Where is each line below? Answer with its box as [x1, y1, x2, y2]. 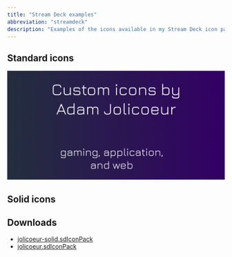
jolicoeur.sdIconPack [17, 242, 77, 251]
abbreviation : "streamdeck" [7, 18, 88, 26]
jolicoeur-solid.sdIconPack [17, 235, 93, 243]
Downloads [7, 216, 57, 228]
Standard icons [7, 52, 75, 64]
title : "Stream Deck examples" [7, 11, 97, 18]
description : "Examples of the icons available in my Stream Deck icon [7, 26, 217, 32]
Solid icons [7, 193, 56, 205]
